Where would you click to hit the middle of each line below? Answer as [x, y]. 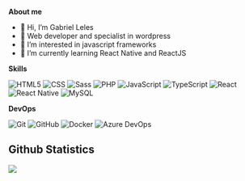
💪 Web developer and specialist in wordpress [95, 36]
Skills [18, 69]
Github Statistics [51, 150]
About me [25, 12]
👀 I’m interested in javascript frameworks [88, 44]
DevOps [22, 109]
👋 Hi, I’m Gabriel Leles [57, 27]
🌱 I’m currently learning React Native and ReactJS [103, 53]
